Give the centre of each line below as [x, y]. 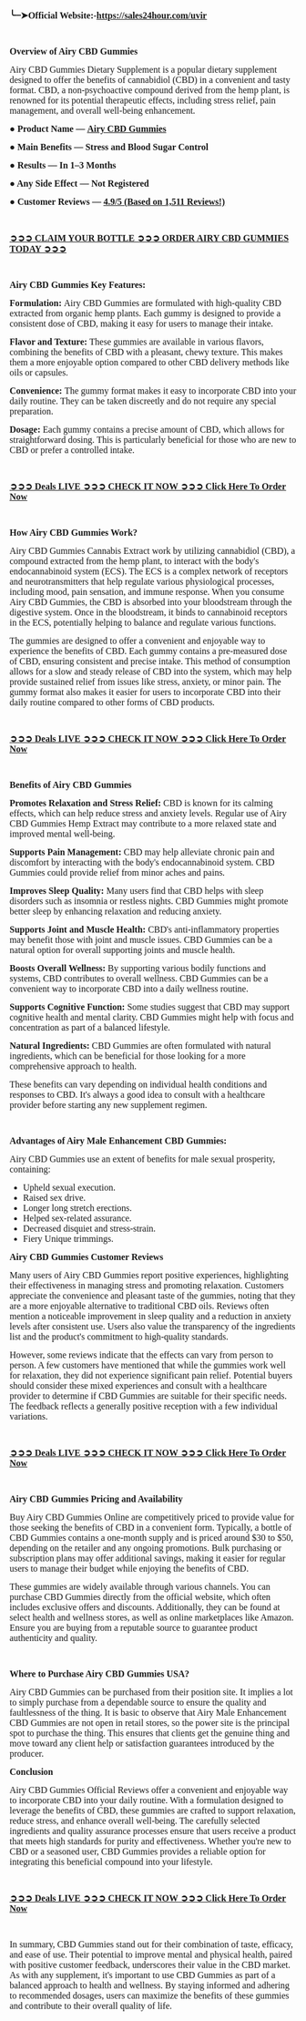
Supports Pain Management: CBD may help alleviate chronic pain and [142, 852]
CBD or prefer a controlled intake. [72, 450]
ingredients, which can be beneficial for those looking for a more [127, 1056]
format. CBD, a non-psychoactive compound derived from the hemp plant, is [149, 90]
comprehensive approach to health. [73, 1066]
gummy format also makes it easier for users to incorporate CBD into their [145, 692]
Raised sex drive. [54, 1198]
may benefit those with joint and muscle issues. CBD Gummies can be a [141, 940]
